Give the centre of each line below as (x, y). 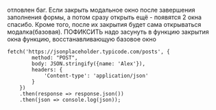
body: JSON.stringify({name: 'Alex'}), (89, 64)
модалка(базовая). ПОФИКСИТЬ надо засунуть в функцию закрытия (108, 32)
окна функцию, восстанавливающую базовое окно (82, 39)
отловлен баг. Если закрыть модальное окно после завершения (101, 10)
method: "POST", (55, 58)
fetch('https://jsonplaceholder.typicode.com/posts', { (88, 52)
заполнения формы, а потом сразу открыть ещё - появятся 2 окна (105, 17)
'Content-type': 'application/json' (96, 76)
